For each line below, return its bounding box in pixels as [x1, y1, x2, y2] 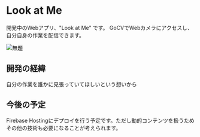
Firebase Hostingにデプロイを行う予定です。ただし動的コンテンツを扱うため [6, 117, 195, 124]
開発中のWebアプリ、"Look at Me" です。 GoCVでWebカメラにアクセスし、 [6, 24, 193, 31]
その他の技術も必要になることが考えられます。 [6, 124, 122, 132]
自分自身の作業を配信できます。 [6, 31, 85, 39]
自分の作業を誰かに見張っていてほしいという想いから [6, 80, 137, 87]
